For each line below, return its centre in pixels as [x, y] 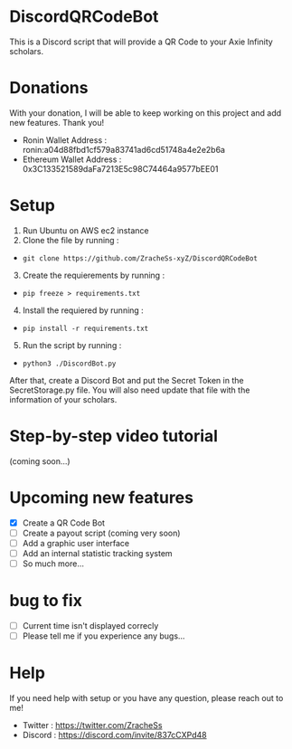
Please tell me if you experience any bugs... [104, 636]
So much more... [53, 564]
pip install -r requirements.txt [85, 328]
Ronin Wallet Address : [65, 140]
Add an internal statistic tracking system [98, 553]
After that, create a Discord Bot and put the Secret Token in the [127, 380]
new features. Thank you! [57, 122]
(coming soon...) [40, 461]
